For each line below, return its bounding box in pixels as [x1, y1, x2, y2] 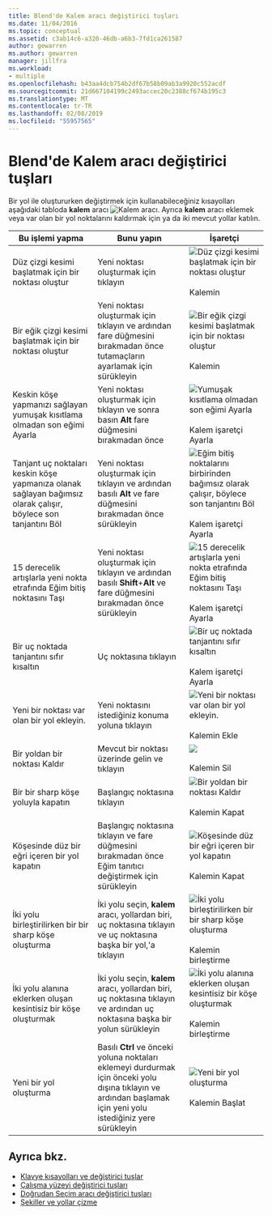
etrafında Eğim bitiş [12, 582, 87, 593]
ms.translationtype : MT [8, 95, 89, 103]
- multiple [8, 72, 45, 80]
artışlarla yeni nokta [12, 571, 87, 583]
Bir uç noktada [12, 640, 68, 652]
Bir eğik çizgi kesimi [12, 325, 88, 336]
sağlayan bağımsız [12, 487, 83, 499]
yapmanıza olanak [12, 478, 82, 489]
